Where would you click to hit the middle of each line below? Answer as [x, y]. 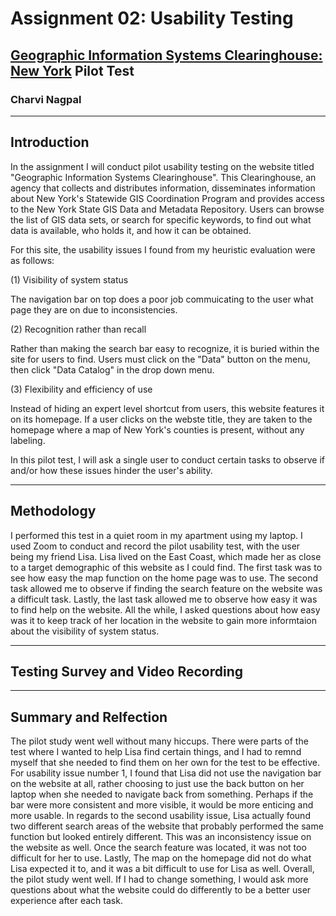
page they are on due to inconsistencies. [94, 309]
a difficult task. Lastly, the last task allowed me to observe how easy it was [164, 599]
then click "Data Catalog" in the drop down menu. [112, 369]
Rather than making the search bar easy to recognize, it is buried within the [165, 348]
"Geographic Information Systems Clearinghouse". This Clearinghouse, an [163, 177]
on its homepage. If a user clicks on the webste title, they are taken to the [161, 419]
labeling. [28, 440]
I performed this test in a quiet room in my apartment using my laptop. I [156, 535]
